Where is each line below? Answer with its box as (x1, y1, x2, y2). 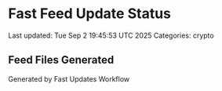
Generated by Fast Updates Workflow (8, 74, 130, 83)
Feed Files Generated (8, 53, 115, 67)
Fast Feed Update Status (8, 5, 171, 23)
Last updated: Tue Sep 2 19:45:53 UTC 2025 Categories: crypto (8, 31, 214, 40)
